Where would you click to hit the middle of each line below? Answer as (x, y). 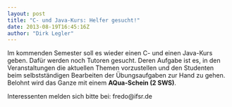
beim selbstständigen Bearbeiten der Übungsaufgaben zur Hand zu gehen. (116, 76)
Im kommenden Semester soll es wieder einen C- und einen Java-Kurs (110, 53)
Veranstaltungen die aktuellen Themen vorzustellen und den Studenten (111, 68)
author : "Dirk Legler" (41, 33)
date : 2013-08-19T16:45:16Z (49, 27)
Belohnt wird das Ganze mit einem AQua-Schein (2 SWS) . (92, 83)
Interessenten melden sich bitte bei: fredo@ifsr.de (80, 97)
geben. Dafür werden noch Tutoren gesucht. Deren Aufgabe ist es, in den (114, 61)
